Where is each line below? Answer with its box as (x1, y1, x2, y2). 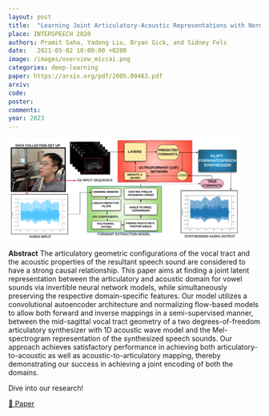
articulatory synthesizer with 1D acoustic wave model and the (8, 325, 211, 335)
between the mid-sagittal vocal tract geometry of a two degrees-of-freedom (8, 317, 261, 326)
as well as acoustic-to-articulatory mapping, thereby (47, 351, 222, 361)
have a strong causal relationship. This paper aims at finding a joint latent (8, 265, 250, 276)
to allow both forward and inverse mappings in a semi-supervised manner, (8, 309, 254, 318)
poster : (8, 97, 34, 106)
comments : (8, 106, 42, 114)
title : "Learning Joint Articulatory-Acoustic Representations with (8, 21, 246, 30)
